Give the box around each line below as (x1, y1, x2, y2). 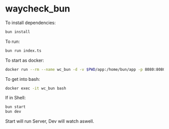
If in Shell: (5, 95, 26, 101)
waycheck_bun (5, 3, 70, 15)
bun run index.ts (5, 48, 42, 53)
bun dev (5, 109, 22, 114)
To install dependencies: (5, 20, 56, 26)
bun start (5, 104, 26, 109)
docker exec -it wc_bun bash (5, 86, 66, 91)
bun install (5, 29, 30, 34)
